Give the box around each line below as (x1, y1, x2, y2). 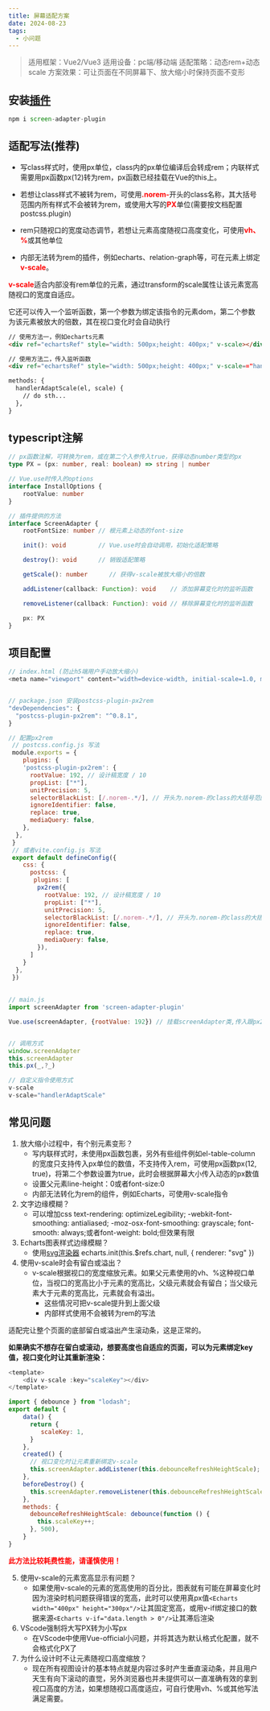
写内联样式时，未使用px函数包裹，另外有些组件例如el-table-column (31, 1148, 256, 1158)
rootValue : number (22, 490, 84, 498)
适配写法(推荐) (8, 139, 80, 153)
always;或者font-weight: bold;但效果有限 (60, 1227, 195, 1237)
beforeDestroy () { (22, 1480, 84, 1488)
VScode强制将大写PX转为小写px (19, 1623, 127, 1633)
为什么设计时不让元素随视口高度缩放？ (19, 1653, 147, 1663)
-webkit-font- (187, 1209, 233, 1218)
